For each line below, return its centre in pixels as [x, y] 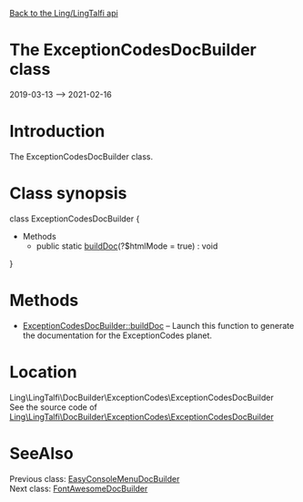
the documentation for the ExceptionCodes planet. [117, 335]
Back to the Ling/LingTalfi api [64, 13]
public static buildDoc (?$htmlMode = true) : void [127, 246]
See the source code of [54, 407]
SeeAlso [42, 453]
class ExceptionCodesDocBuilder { [75, 219]
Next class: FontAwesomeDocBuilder [79, 488]
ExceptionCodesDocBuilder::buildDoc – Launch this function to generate [158, 325]
